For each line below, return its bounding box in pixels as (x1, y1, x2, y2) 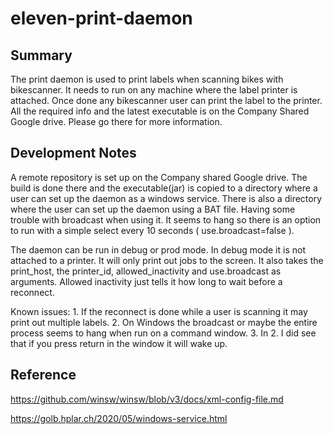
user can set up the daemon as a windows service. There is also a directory (10, 192, 323, 204)
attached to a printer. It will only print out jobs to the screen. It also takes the (10, 254, 324, 266)
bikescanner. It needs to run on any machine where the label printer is (10, 84, 298, 96)
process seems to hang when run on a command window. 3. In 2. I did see (10, 327, 317, 339)
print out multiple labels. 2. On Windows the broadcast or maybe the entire (10, 316, 318, 328)
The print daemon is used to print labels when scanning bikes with (10, 73, 284, 85)
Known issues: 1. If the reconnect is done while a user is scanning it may (10, 305, 308, 317)
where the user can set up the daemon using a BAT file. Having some (10, 203, 296, 215)
